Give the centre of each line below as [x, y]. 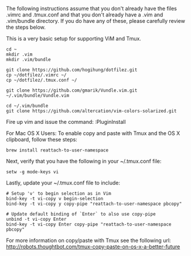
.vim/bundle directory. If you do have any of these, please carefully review [96, 21]
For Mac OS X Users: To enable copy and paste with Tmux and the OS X [93, 133]
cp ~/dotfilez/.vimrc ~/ [36, 75]
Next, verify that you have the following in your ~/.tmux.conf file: [84, 161]
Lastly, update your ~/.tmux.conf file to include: [63, 183]
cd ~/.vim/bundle [27, 106]
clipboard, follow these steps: [42, 139]
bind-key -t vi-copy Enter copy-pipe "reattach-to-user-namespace [89, 224]
